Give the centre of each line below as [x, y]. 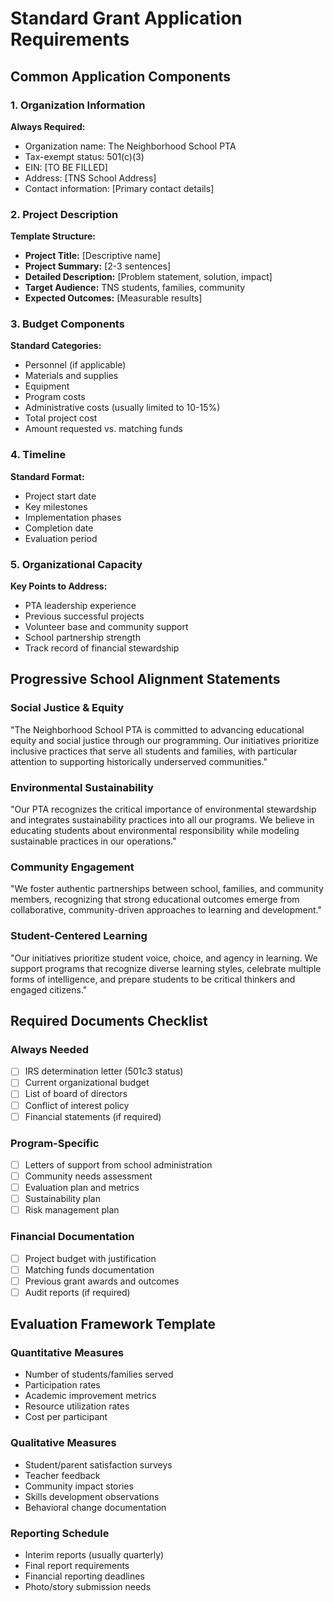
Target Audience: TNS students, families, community [135, 288]
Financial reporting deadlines [84, 1576]
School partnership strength [82, 638]
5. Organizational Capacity [76, 564]
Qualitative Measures [63, 1443]
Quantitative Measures [67, 1353]
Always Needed [49, 1049]
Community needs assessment [88, 1176]
